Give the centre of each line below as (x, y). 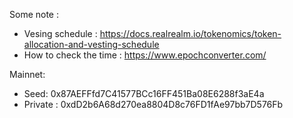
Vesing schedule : (60, 33)
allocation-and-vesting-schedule (91, 44)
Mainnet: (27, 74)
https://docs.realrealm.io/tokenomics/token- (190, 33)
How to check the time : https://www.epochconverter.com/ (145, 55)
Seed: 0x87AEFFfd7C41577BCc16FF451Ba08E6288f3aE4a (144, 93)
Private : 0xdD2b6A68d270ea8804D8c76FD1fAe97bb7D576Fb (153, 104)
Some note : (34, 14)
